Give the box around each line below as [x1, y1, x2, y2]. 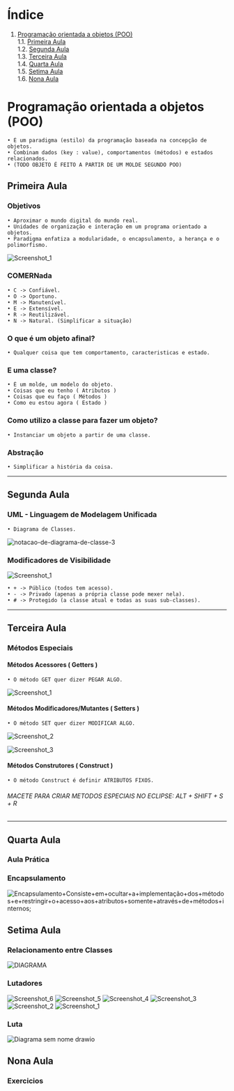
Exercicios [7, 1076, 44, 1086]
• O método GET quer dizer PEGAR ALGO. [7, 676, 123, 683]
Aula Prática [7, 855, 50, 864]
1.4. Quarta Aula [17, 59, 64, 68]
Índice [7, 7, 44, 23]
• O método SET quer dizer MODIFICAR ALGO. [7, 719, 136, 727]
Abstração [7, 447, 44, 457]
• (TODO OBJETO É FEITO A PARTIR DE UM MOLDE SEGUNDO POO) [7, 161, 182, 168]
